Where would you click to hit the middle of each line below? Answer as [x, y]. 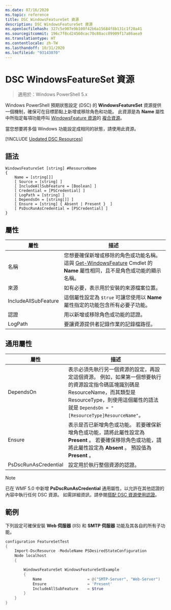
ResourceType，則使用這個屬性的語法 [113, 400]
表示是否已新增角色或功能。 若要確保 [112, 425]
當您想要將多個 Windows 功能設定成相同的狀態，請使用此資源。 [72, 129]
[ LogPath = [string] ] [40, 195]
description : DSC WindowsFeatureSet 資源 [49, 24]
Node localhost [31, 556]
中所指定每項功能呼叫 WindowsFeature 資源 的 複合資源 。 [65, 118]
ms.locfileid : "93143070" [33, 52]
